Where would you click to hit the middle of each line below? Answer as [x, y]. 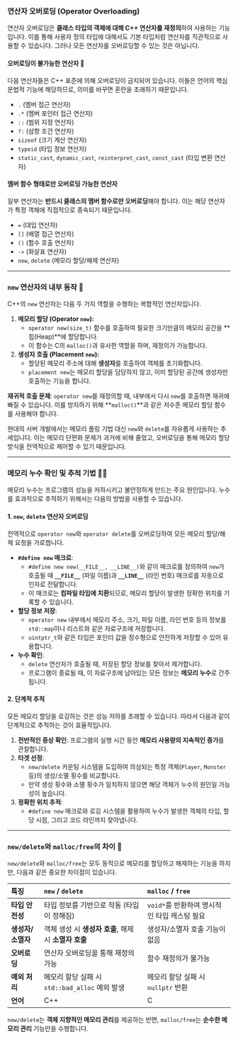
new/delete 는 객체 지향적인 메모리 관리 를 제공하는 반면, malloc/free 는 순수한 [114, 1020]
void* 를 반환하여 [174, 905]
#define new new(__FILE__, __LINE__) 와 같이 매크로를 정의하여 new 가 [126, 566]
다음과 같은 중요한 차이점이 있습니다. [67, 872]
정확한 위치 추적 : [40, 802]
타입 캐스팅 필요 [180, 916]
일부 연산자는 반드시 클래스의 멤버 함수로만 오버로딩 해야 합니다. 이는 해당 [107, 201]
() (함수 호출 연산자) [46, 242]
